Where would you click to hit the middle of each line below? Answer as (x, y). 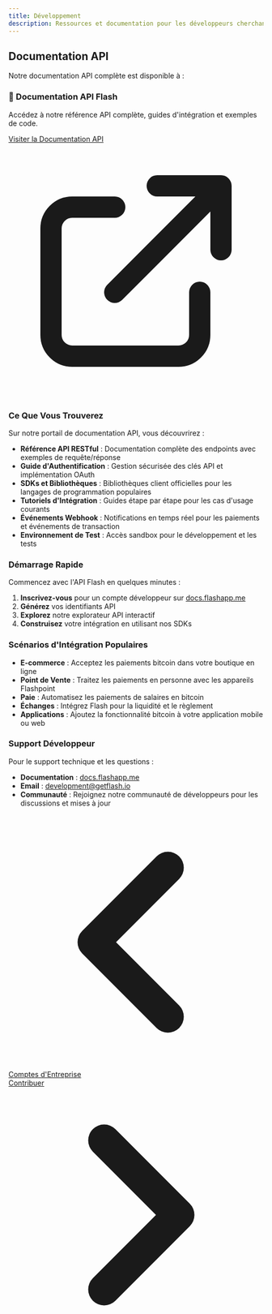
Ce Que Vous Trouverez (56, 415)
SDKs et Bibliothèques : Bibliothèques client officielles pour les (126, 483)
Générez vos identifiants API (68, 607)
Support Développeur (52, 744)
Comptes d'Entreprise (45, 1074)
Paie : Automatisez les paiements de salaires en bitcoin (112, 697)
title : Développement (45, 16)
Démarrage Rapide (46, 565)
